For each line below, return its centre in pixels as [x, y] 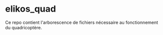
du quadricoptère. [24, 27]
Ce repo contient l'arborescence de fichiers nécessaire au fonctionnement [82, 22]
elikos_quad [31, 9]
